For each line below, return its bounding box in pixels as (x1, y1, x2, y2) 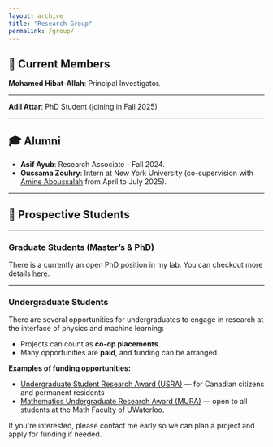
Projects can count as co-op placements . (19, 339, 161, 349)
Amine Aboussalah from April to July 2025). (19, 177, 167, 187)
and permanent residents (19, 388, 105, 398)
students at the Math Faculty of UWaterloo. (19, 405, 165, 415)
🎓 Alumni (8, 134, 61, 148)
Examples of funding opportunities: (8, 363, 132, 373)
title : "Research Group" (8, 19, 93, 28)
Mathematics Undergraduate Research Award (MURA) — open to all (19, 397, 248, 406)
